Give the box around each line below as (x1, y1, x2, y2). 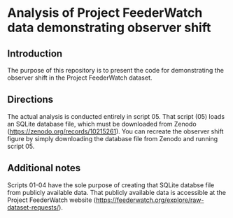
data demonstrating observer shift (7, 20, 211, 36)
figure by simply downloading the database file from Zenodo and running (7, 134, 218, 143)
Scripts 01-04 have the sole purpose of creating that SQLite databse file (7, 180, 215, 189)
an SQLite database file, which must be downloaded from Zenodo (7, 119, 197, 128)
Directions (7, 94, 54, 106)
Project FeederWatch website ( (7, 196, 97, 204)
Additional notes (7, 162, 81, 174)
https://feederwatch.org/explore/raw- (95, 196, 204, 204)
